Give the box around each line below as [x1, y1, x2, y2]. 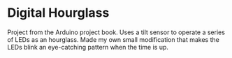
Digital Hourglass [7, 5, 110, 21]
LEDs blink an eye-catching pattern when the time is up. [7, 43, 169, 51]
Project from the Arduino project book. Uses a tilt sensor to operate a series [7, 28, 226, 36]
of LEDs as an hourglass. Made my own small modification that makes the [7, 35, 220, 43]
